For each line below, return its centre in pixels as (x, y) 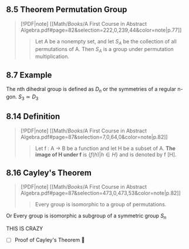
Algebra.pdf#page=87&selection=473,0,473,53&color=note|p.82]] (100, 193)
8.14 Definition (33, 117)
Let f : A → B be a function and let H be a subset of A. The (105, 148)
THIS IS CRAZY (25, 228)
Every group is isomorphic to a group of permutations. (101, 204)
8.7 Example (29, 75)
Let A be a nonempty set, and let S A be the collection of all (106, 42)
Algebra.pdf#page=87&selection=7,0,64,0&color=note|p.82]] (94, 137)
